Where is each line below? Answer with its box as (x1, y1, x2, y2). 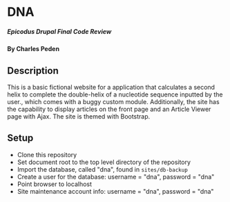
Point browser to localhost (17, 180, 92, 188)
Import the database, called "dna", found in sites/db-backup (17, 165, 188, 173)
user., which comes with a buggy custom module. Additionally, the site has (7, 97, 220, 105)
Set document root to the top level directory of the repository (17, 158, 191, 166)
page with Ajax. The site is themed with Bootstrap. (7, 112, 151, 121)
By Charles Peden (7, 45, 60, 53)
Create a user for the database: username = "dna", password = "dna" (17, 172, 215, 181)
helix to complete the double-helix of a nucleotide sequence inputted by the (7, 90, 223, 99)
